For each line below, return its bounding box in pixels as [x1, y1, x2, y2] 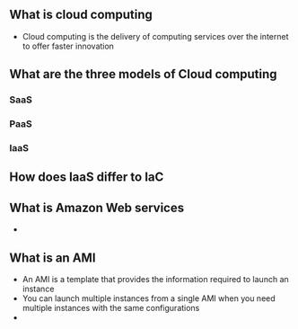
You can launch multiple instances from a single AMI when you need [22, 292, 276, 304]
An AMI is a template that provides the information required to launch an [22, 273, 289, 284]
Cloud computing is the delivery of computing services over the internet [22, 31, 289, 41]
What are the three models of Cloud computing [9, 67, 277, 82]
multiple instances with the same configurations [22, 302, 200, 313]
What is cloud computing [9, 7, 153, 22]
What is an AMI [9, 250, 96, 265]
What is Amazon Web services [9, 200, 185, 215]
